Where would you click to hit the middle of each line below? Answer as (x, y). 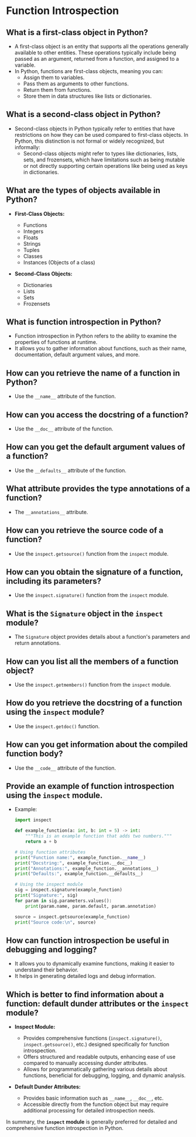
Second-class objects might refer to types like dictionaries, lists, (101, 153)
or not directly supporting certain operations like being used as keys (106, 166)
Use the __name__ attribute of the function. (65, 397)
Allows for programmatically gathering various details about (95, 1069)
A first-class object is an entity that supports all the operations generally (102, 46)
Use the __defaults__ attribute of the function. (71, 470)
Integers (33, 231)
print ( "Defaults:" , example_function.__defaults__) (79, 874)
